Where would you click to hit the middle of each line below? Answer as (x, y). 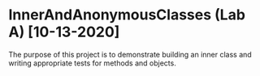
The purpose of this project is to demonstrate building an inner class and (130, 54)
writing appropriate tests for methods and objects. (92, 63)
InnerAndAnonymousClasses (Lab (127, 15)
